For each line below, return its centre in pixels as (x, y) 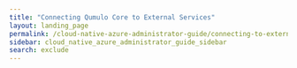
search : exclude (39, 50)
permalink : (29, 34)
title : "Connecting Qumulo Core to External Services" (112, 17)
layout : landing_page (49, 26)
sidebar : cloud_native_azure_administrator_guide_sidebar (118, 42)
